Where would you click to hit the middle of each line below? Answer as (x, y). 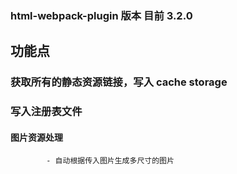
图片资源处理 (36, 137)
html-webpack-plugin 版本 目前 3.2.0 (101, 15)
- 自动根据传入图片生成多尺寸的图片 (110, 161)
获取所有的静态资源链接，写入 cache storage (119, 82)
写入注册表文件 (46, 112)
